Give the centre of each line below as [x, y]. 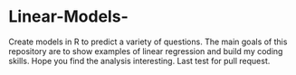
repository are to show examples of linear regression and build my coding [146, 51]
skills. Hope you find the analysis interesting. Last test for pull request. [139, 61]
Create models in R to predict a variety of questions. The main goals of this [148, 42]
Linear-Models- [68, 17]
